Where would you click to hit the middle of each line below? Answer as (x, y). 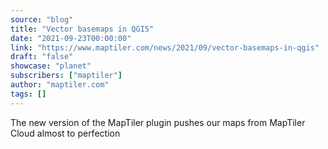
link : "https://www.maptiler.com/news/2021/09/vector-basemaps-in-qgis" (165, 47)
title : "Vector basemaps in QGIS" (82, 29)
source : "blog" (42, 19)
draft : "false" (42, 57)
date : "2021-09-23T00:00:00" (71, 38)
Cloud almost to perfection (65, 133)
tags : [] (28, 94)
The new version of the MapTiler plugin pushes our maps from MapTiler (158, 122)
